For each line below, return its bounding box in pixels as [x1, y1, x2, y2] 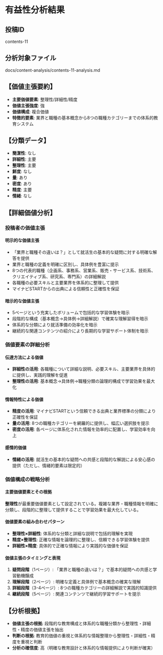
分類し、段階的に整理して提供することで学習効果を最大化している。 [5, 507, 141, 513]
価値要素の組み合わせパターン [5, 519, 65, 525]
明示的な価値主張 [5, 238, 39, 243]
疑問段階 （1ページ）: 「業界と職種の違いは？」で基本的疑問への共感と [12, 567, 153, 573]
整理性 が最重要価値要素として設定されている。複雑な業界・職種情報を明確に [5, 500, 159, 506]
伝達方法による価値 [5, 354, 44, 360]
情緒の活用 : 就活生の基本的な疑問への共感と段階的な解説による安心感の [12, 457, 156, 462]
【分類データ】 [5, 137, 50, 145]
